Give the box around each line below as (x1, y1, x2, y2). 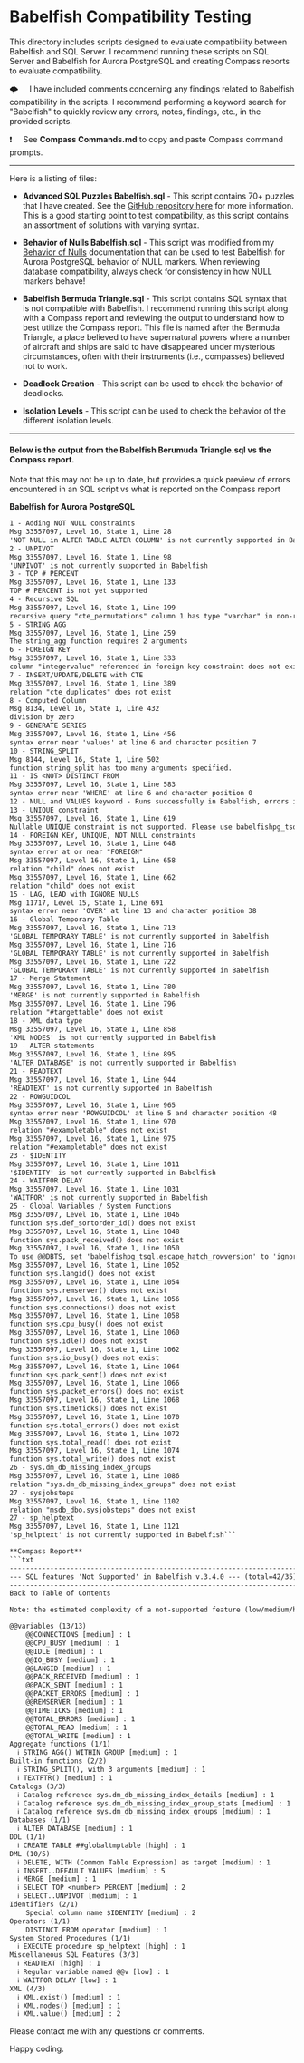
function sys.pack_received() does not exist (9, 1235, 184, 1244)
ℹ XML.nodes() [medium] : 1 (17, 2001, 121, 2010)
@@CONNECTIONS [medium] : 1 (25, 1630, 131, 1640)
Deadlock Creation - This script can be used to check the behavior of (22, 378, 283, 389)
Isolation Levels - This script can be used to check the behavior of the (22, 405, 287, 416)
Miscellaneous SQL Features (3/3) (9, 1951, 140, 1960)
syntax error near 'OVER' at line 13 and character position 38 (9, 907, 257, 916)
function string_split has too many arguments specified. (9, 764, 233, 773)
